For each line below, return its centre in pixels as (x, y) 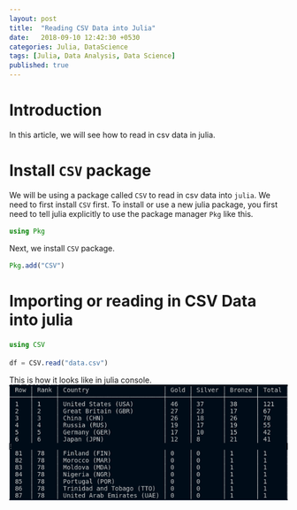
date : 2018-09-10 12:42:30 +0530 (75, 37)
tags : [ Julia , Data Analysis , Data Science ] (92, 56)
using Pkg (27, 231)
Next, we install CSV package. (62, 248)
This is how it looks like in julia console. (80, 380)
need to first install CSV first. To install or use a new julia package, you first (144, 205)
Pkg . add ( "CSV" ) (37, 266)
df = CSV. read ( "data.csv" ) (59, 363)
